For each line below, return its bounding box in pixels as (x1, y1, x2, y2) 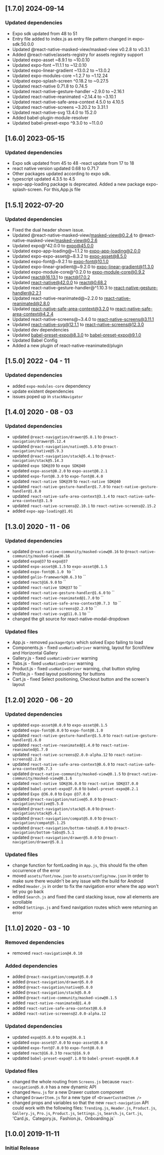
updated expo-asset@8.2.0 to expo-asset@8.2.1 (12, 468, 108, 474)
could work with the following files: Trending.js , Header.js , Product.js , (12, 1105, 157, 1110)
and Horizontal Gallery (12, 650, 58, 656)
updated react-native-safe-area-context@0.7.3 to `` (12, 600, 122, 606)
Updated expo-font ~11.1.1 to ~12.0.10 (12, 62, 87, 68)
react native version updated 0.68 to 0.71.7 (12, 166, 99, 172)
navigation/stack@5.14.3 (12, 458, 64, 463)
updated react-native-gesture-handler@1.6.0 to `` (12, 590, 115, 596)
